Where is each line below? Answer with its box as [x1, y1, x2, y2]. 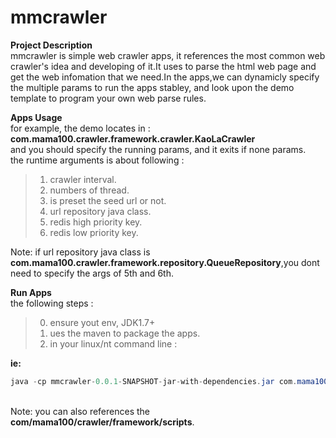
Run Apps [10, 286, 52, 298]
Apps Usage [10, 111, 63, 123]
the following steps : [10, 297, 94, 309]
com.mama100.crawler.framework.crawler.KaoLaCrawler [10, 132, 256, 145]
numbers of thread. [49, 184, 130, 196]
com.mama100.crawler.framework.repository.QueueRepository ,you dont [10, 256, 320, 268]
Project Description [10, 39, 93, 51]
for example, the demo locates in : [10, 122, 151, 134]
